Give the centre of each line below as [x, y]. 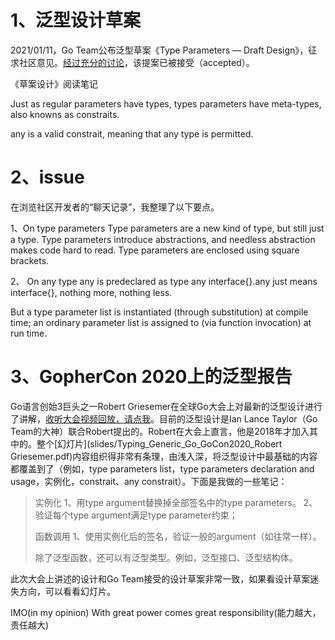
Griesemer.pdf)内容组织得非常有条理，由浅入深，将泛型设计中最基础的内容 [164, 456]
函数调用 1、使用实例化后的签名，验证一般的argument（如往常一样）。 [178, 536]
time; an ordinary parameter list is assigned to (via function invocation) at [161, 322]
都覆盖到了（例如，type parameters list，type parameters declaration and [162, 468]
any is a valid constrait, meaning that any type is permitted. [132, 133]
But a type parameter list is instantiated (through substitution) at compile [159, 312]
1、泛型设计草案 [76, 20]
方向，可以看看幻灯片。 [67, 591]
